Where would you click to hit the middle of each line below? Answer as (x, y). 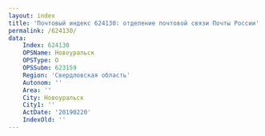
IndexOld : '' (44, 120)
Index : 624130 (46, 46)
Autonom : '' (42, 82)
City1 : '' (39, 105)
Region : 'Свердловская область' (76, 75)
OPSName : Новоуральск (58, 53)
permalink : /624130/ (43, 30)
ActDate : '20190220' (57, 113)
